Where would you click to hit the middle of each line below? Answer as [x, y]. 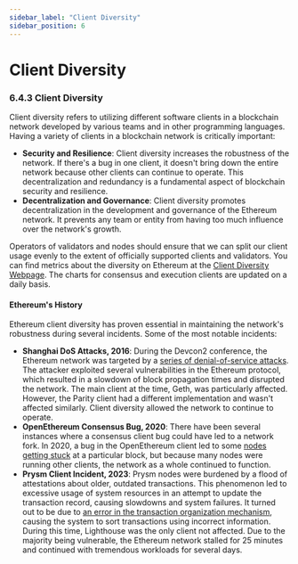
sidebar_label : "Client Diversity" [75, 17]
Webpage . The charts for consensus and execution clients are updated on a [148, 274]
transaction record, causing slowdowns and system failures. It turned [149, 503]
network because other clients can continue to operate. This [133, 172]
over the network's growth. [72, 229]
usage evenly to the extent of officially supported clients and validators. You [149, 256]
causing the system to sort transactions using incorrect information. [146, 521]
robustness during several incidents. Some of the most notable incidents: [143, 334]
